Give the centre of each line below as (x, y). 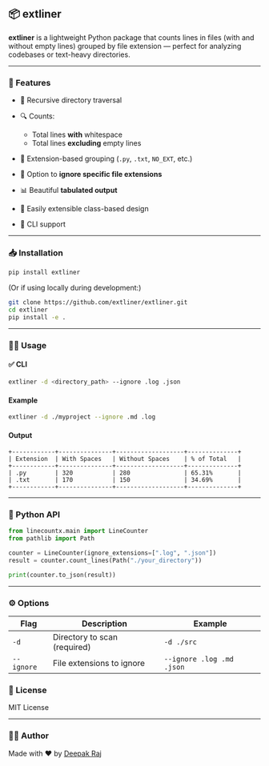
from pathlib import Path (51, 539)
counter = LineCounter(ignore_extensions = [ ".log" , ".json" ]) (112, 553)
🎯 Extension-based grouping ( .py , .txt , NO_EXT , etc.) (106, 158)
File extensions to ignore (99, 664)
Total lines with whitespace (77, 134)
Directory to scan (86, 637)
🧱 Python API (34, 515)
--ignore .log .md (199, 659)
